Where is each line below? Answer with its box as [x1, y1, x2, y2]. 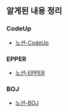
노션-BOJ [15, 99, 39, 107]
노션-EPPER [15, 69, 45, 76]
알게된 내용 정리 [6, 5, 62, 16]
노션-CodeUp [15, 39, 49, 46]
